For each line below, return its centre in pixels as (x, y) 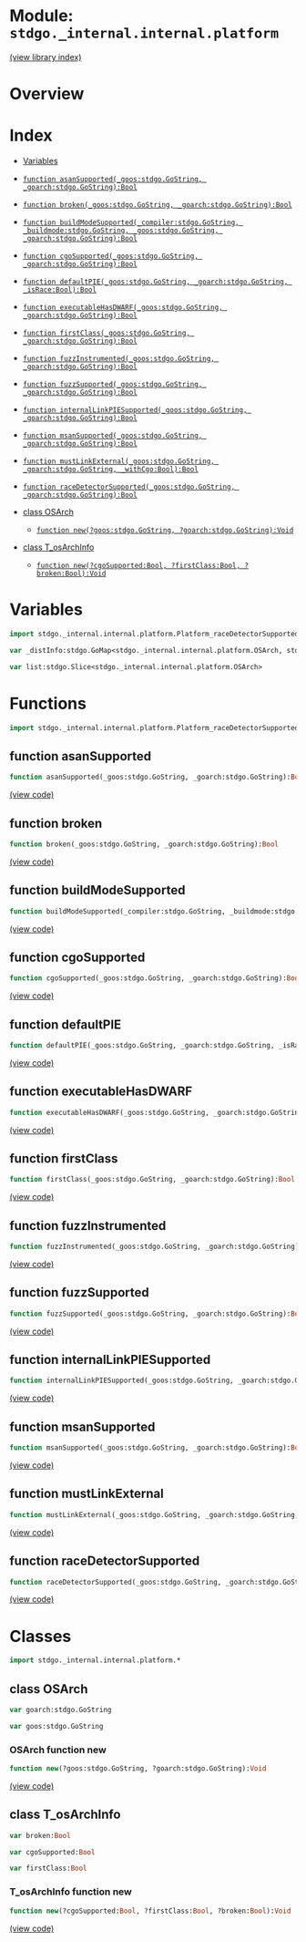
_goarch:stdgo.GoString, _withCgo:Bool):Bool (110, 470)
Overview (47, 94)
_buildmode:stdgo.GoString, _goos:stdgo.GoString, (121, 231)
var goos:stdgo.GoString (56, 1726)
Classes (41, 1636)
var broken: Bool (40, 1835)
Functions (48, 703)
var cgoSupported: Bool (52, 1852)
